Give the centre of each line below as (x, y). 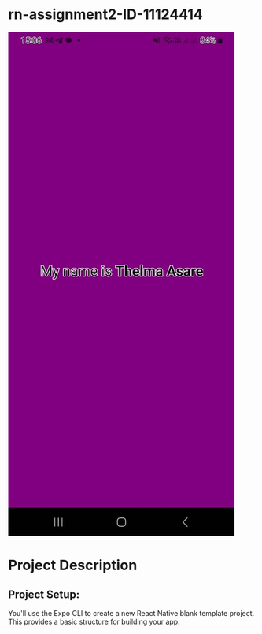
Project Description (73, 565)
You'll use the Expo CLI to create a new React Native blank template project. (131, 613)
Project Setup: (44, 594)
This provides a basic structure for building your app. (94, 621)
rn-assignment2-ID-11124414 (105, 15)
